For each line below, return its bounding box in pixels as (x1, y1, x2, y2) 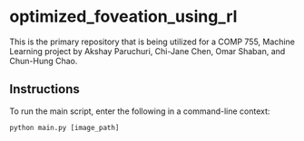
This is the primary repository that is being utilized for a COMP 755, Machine (9, 36, 295, 47)
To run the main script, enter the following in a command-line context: (9, 106, 270, 117)
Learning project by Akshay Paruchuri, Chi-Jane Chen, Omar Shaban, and (9, 45, 286, 56)
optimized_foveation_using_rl (9, 6, 238, 27)
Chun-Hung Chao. (9, 55, 78, 66)
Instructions (9, 81, 80, 97)
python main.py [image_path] (9, 123, 120, 132)
